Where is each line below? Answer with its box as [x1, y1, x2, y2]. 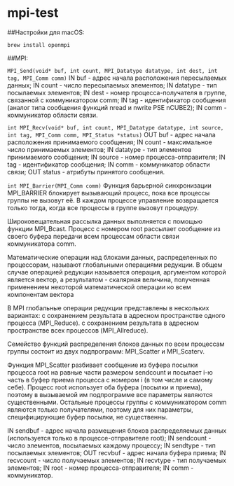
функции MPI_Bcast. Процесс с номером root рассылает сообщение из [7, 224, 221, 232]
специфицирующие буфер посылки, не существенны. [7, 412, 168, 421]
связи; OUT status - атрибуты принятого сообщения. [7, 167, 165, 176]
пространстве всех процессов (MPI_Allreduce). [7, 326, 149, 334]
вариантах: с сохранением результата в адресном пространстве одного [7, 311, 226, 319]
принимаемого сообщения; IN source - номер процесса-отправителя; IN [7, 153, 226, 161]
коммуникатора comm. [7, 239, 77, 248]
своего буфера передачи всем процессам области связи [7, 232, 180, 240]
